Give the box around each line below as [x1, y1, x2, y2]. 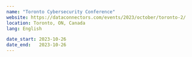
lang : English [6, 25, 43, 32]
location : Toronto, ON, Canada [6, 20, 86, 26]
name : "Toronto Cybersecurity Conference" [6, 8, 115, 15]
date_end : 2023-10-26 [6, 42, 67, 48]
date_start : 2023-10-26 [6, 37, 67, 43]
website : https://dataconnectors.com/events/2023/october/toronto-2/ [6, 14, 187, 20]
